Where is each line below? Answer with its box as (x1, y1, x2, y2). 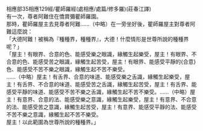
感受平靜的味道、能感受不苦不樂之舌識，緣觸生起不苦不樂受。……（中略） (6, 88, 190, 95)
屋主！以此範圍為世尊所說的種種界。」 (6, 118, 99, 126)
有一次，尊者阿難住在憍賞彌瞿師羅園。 (6, 13, 101, 20)
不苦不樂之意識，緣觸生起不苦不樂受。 (6, 111, 101, 118)
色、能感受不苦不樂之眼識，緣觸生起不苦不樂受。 (6, 66, 128, 72)
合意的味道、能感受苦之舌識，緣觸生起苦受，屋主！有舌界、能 (43, 81, 197, 88)
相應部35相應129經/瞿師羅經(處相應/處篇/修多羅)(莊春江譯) (6, 5, 152, 12)
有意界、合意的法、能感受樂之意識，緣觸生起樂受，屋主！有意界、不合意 (16, 96, 197, 103)
